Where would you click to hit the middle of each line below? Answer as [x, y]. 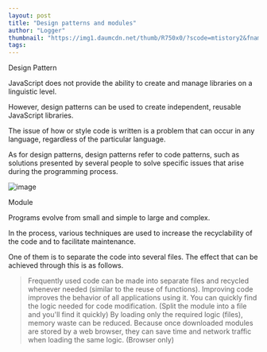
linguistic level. [33, 91]
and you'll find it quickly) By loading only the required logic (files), [135, 315]
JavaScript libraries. [41, 115]
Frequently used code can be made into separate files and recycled [138, 281]
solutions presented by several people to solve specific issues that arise [126, 163]
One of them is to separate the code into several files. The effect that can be [133, 257]
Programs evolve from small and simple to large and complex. [109, 218]
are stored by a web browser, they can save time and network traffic [139, 331]
